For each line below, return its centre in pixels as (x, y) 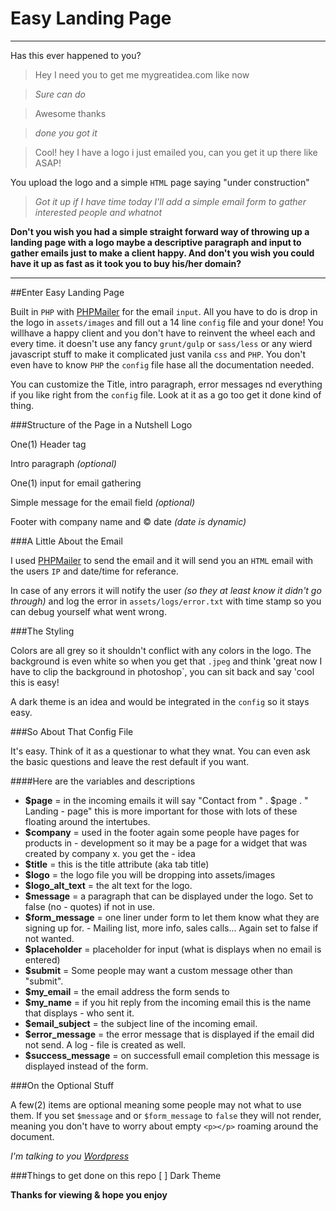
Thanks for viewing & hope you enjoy (89, 1194)
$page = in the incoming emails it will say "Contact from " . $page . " (166, 800)
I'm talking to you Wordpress (70, 1156)
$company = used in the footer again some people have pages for (162, 832)
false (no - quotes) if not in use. (90, 906)
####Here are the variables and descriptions (103, 781)
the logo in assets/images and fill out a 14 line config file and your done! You (167, 322)
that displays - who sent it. (79, 1013)
